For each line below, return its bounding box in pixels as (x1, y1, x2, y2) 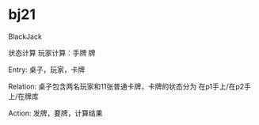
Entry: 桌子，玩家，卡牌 (8, 65, 86, 74)
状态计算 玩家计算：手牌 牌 (8, 47, 96, 57)
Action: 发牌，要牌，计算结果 (8, 108, 103, 118)
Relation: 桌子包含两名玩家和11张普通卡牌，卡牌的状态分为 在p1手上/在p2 (8, 81, 245, 91)
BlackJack (8, 32, 42, 41)
